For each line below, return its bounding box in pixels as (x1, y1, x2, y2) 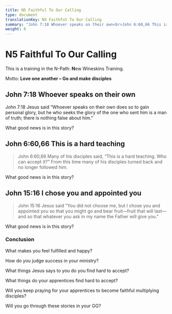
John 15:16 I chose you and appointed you (5, 189, 142, 198)
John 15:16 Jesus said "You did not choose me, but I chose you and (17, 202, 160, 208)
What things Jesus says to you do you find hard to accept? (5, 267, 130, 274)
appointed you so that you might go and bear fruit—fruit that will (17, 208, 154, 214)
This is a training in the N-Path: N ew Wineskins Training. (5, 66, 124, 72)
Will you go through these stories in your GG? (5, 303, 101, 309)
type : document (5, 12, 38, 17)
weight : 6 (5, 27, 27, 32)
